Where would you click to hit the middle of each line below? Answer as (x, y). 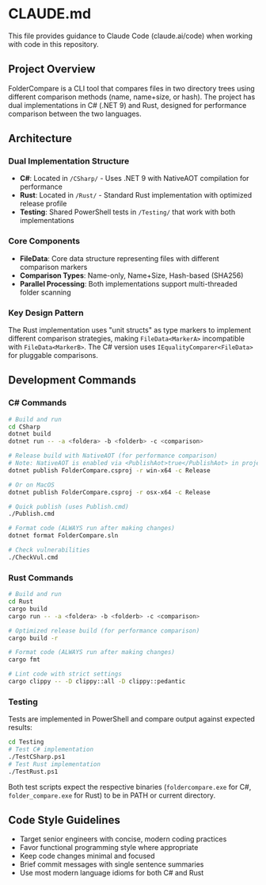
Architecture (40, 139)
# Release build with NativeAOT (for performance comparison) (113, 456)
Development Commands (72, 381)
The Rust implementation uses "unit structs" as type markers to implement (130, 330)
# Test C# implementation (51, 750)
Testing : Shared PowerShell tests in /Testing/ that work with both (127, 212)
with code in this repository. (53, 44)
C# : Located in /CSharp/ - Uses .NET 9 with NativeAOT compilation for (134, 179)
